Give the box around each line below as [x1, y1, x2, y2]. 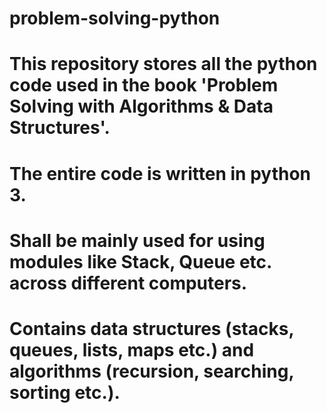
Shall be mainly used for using [9, 229, 266, 252]
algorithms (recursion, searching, [9, 360, 294, 382]
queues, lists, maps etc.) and [9, 338, 255, 361]
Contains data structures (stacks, [9, 317, 294, 340]
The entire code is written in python [9, 162, 312, 185]
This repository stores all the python [9, 53, 318, 76]
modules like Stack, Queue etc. [9, 250, 272, 273]
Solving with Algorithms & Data [9, 95, 274, 118]
